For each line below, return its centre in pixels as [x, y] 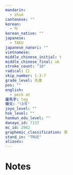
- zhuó [17, 15]
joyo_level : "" [21, 109]
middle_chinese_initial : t [33, 57]
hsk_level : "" [20, 114]
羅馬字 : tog [17, 99]
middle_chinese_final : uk [32, 62]
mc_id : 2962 [18, 127]
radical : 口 [17, 71]
